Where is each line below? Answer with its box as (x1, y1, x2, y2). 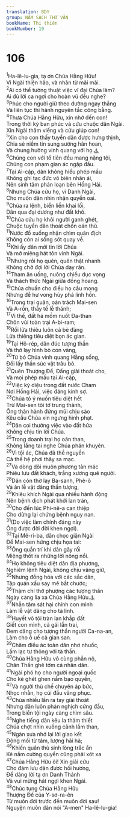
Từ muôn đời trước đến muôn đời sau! (6, 797, 99, 804)
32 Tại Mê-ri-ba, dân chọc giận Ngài (6, 531, 94, 539)
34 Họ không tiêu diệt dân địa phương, (6, 558, 99, 567)
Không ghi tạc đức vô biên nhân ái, (6, 174, 93, 181)
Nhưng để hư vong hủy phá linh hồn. (6, 291, 97, 299)
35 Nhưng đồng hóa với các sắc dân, (6, 573, 95, 581)
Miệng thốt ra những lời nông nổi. (6, 552, 89, 559)
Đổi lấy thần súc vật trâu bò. (6, 360, 76, 367)
